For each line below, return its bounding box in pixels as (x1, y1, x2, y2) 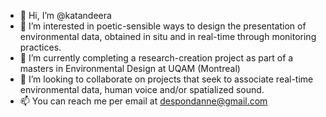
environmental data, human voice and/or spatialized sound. (19, 84, 265, 95)
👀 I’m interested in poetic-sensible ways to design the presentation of (19, 20, 307, 32)
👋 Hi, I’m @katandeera (19, 10, 112, 21)
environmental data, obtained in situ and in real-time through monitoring (19, 31, 317, 42)
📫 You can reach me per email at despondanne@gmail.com (19, 95, 268, 107)
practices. (19, 41, 62, 53)
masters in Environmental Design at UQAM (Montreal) (19, 63, 241, 74)
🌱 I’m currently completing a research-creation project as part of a (19, 52, 294, 64)
